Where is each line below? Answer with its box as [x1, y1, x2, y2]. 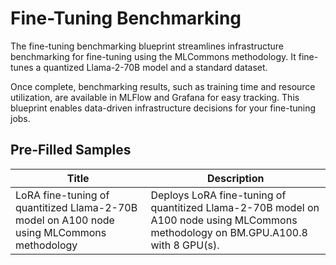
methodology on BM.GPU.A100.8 [150, 225, 308, 239]
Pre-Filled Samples [10, 142, 132, 159]
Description [207, 171, 265, 185]
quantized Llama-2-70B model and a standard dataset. [43, 61, 268, 73]
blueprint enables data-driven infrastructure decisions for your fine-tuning [10, 102, 317, 114]
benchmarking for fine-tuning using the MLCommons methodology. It [10, 50, 297, 62]
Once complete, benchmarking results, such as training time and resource [10, 80, 316, 92]
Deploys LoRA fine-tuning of [150, 188, 287, 202]
